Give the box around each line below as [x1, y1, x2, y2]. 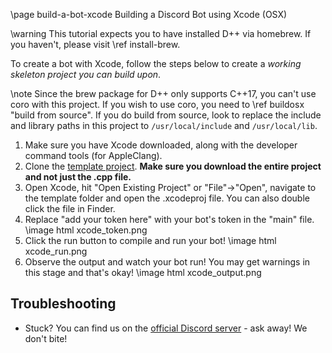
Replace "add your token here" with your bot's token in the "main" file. [24, 214, 315, 225]
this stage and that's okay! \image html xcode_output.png [24, 267, 262, 278]
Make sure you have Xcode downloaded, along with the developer [24, 139, 298, 151]
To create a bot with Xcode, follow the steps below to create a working [10, 58, 302, 69]
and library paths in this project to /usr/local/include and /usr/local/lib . [10, 120, 318, 131]
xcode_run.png [24, 245, 88, 257]
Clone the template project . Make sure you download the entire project [24, 160, 322, 172]
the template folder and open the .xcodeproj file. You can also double [24, 192, 310, 204]
